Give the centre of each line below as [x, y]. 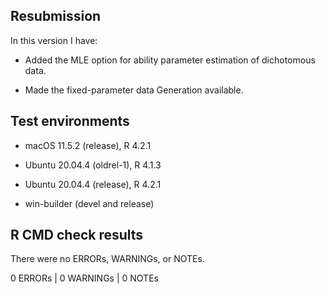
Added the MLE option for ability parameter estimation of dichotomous [170, 60]
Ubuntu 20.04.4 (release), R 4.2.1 [93, 184]
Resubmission [56, 16]
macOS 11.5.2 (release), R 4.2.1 [88, 145]
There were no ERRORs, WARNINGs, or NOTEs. [107, 259]
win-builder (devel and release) [89, 203]
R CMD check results [77, 235]
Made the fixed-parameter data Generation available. [134, 90]
